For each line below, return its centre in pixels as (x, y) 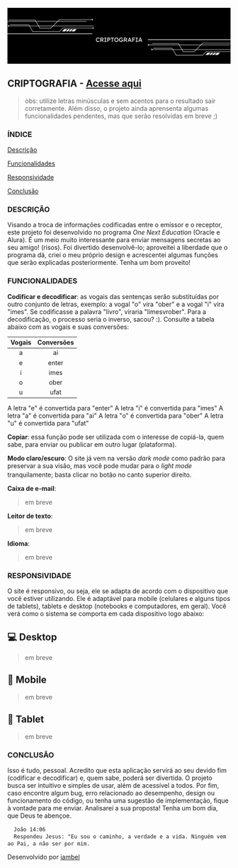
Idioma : (19, 543)
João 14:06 (30, 829)
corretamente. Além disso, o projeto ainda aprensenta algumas (117, 108)
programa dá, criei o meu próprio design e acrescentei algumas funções (113, 255)
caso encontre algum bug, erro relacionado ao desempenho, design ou (111, 793)
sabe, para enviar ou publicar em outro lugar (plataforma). (92, 444)
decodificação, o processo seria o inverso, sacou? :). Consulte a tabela (111, 319)
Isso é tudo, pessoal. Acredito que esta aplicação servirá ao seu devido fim (117, 770)
